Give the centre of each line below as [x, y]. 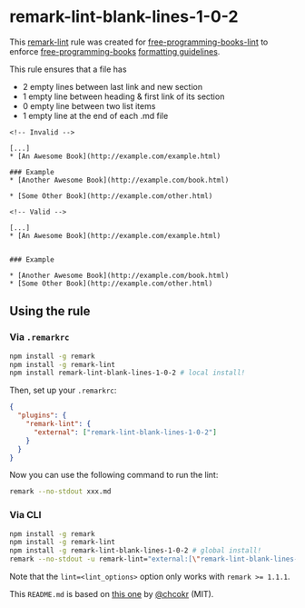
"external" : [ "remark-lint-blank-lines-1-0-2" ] [125, 432]
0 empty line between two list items [89, 105]
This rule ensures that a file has [68, 69]
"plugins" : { [42, 415]
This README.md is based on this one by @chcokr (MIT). [112, 594]
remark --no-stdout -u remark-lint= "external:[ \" [105, 559]
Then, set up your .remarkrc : [63, 390]
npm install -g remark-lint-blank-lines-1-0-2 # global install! [135, 551]
